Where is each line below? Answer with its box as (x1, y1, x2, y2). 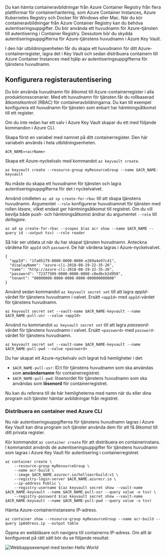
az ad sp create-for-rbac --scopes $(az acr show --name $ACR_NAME (5, 226, 148, 231)
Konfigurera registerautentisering (5, 75, 111, 84)
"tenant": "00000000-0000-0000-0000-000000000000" (9, 275, 116, 281)
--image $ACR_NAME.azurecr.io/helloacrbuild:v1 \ (14, 472, 119, 478)
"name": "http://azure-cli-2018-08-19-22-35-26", (9, 267, 114, 272)
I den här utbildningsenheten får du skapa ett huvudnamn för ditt (5, 46, 137, 51)
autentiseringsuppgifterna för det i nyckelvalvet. (5, 185, 103, 191)
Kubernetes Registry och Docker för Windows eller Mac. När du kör (5, 15, 143, 20)
